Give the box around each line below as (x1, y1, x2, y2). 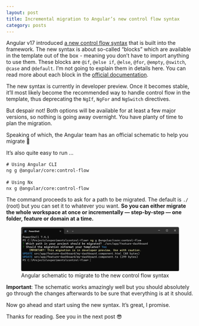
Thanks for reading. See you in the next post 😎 (6, 313, 122, 320)
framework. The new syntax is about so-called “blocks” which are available (6, 45, 191, 53)
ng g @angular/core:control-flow (6, 167, 89, 173)
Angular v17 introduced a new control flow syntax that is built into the (6, 39, 176, 47)
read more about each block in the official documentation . (6, 71, 149, 78)
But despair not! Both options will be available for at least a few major (6, 107, 176, 114)
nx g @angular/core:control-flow (6, 185, 89, 191)
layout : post (6, 10, 39, 16)
